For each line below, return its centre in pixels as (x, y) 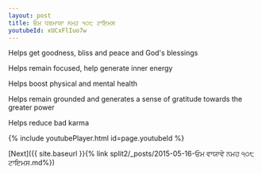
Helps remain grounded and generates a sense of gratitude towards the (125, 99)
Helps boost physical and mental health (73, 83)
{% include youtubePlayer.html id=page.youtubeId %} (96, 138)
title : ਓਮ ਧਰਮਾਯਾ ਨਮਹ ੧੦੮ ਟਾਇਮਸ (62, 23)
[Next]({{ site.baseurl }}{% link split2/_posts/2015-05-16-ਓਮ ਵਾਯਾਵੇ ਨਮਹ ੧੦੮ (131, 154)
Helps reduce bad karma (49, 123)
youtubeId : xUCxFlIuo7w (48, 30)
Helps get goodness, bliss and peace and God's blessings (103, 53)
